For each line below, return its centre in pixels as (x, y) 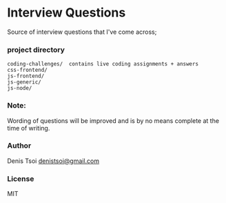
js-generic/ (24, 82)
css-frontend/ (28, 70)
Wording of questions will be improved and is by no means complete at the (113, 120)
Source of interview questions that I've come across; (82, 32)
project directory (36, 50)
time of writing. (29, 128)
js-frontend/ (26, 76)
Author (19, 146)
